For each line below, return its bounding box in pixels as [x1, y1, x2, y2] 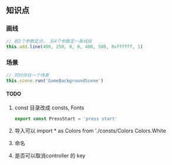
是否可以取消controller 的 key [14, 152, 86, 159]
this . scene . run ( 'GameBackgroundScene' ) [6, 78, 104, 84]
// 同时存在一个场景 [6, 72, 49, 78]
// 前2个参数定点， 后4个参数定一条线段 [6, 38, 92, 44]
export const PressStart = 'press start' [14, 116, 118, 122]
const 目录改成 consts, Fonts [14, 104, 85, 111]
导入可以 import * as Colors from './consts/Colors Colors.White [14, 127, 166, 134]
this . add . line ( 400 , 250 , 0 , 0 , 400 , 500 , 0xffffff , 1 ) [6, 43, 143, 50]
